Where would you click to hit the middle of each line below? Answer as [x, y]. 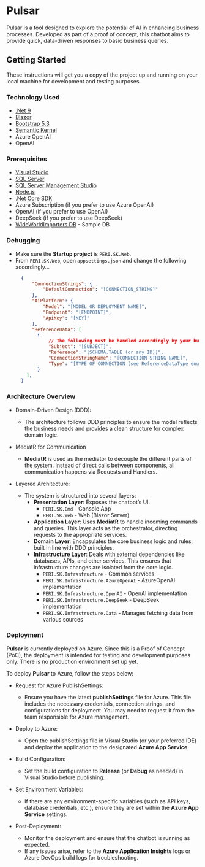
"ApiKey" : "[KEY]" [66, 318]
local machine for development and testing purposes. [74, 81]
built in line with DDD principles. [74, 547]
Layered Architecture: [43, 484]
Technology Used [33, 97]
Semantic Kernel [36, 130]
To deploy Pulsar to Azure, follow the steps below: [70, 673]
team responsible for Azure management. [77, 717]
